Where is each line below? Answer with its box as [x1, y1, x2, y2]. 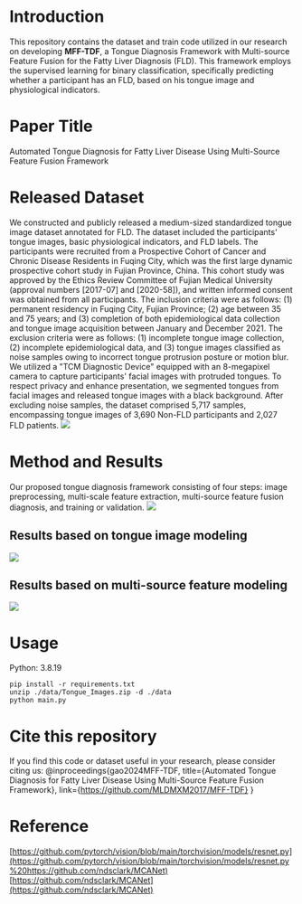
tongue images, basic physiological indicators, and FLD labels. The [9, 236, 259, 247]
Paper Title [9, 116, 93, 137]
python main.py [9, 696, 67, 705]
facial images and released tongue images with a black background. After [9, 390, 284, 400]
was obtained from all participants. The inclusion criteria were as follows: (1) [9, 294, 293, 305]
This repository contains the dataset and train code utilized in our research [9, 36, 288, 47]
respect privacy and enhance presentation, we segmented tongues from [9, 380, 279, 391]
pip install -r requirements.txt [9, 680, 136, 689]
